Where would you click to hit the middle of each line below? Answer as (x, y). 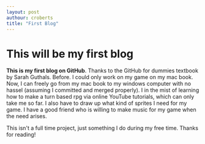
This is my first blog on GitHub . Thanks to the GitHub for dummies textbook (102, 70)
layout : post (23, 12)
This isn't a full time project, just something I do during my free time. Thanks (102, 128)
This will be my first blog (70, 54)
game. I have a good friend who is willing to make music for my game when (102, 110)
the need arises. (27, 116)
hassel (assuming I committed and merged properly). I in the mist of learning (103, 90)
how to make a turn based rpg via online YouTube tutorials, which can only (100, 97)
